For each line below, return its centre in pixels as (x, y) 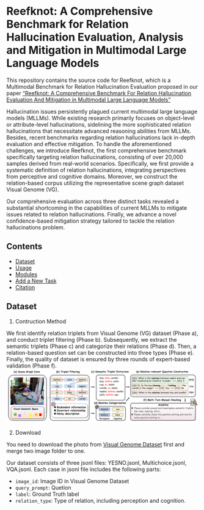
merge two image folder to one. (46, 451)
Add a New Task (36, 281)
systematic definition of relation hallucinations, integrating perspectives (96, 170)
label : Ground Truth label (47, 494)
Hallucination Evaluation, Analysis (95, 37)
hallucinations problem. (36, 227)
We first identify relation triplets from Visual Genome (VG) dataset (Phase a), (102, 333)
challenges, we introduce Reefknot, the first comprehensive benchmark (97, 150)
